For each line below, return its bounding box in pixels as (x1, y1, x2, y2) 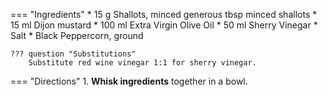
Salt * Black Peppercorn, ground (10, 30, 144, 41)
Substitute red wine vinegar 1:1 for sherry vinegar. (28, 58, 257, 68)
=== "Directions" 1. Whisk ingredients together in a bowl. (10, 75, 248, 87)
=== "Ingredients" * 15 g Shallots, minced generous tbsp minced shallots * (10, 9, 318, 20)
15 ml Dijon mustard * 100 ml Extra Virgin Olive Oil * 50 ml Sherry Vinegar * (10, 19, 318, 31)
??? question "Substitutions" (10, 49, 137, 59)
